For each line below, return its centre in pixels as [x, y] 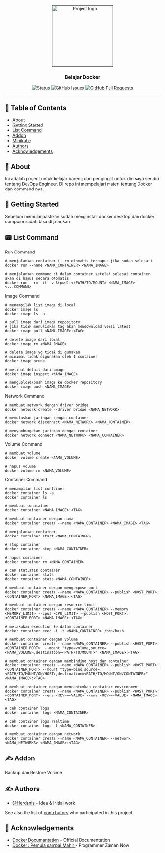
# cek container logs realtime [37, 721]
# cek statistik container [33, 570]
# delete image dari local [33, 339]
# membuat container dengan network [42, 734]
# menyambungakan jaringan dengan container [51, 431]
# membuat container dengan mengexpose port [51, 588]
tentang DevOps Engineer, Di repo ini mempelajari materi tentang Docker [79, 184]
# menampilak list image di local [41, 305]
